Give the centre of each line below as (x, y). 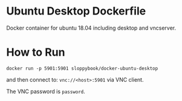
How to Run (36, 52)
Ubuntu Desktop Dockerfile (76, 11)
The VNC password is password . (46, 91)
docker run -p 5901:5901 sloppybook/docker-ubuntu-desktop (82, 68)
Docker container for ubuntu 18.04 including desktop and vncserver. (91, 28)
